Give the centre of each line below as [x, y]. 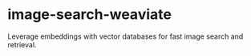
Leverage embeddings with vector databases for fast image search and [125, 36]
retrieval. [22, 44]
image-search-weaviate [89, 15]
